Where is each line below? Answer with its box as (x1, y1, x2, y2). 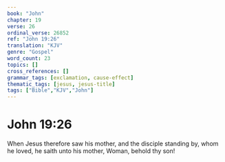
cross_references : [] (7, 68, 69, 74)
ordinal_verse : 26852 (7, 29, 69, 37)
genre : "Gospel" (7, 49, 54, 56)
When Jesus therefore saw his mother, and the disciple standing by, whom (7, 139, 219, 148)
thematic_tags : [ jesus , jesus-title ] (7, 81, 116, 88)
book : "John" (7, 10, 45, 17)
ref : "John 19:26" (7, 36, 60, 43)
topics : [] (7, 61, 39, 68)
